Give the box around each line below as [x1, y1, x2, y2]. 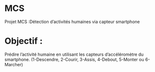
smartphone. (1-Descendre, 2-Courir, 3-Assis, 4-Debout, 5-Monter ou [4, 56, 144, 62]
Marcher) [4, 61, 23, 67]
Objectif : [4, 36, 43, 47]
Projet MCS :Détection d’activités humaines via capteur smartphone [4, 19, 140, 24]
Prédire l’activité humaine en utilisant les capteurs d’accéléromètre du [4, 51, 144, 57]
